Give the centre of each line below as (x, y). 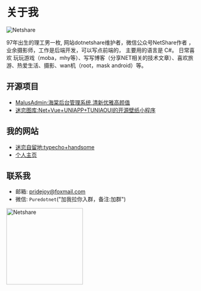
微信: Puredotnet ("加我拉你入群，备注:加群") (71, 199)
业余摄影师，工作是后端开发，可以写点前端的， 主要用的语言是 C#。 (92, 50)
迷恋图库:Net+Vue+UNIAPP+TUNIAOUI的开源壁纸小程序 (85, 110)
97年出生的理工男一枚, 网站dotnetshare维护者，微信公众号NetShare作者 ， (100, 42)
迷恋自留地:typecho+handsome (55, 147)
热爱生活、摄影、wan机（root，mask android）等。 (82, 65)
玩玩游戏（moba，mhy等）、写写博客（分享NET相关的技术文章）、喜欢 (100, 57)
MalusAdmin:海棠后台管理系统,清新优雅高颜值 (72, 102)
